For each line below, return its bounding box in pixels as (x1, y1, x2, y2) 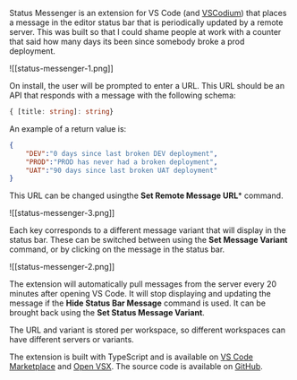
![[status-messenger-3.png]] (9, 208, 115, 219)
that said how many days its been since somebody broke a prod (9, 36, 245, 47)
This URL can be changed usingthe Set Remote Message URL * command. (9, 190, 284, 201)
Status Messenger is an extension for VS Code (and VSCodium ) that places (9, 8, 287, 18)
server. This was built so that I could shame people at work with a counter (9, 27, 282, 37)
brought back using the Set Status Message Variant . (9, 307, 206, 318)
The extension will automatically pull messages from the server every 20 (9, 279, 277, 289)
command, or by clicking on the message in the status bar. (9, 244, 225, 255)
